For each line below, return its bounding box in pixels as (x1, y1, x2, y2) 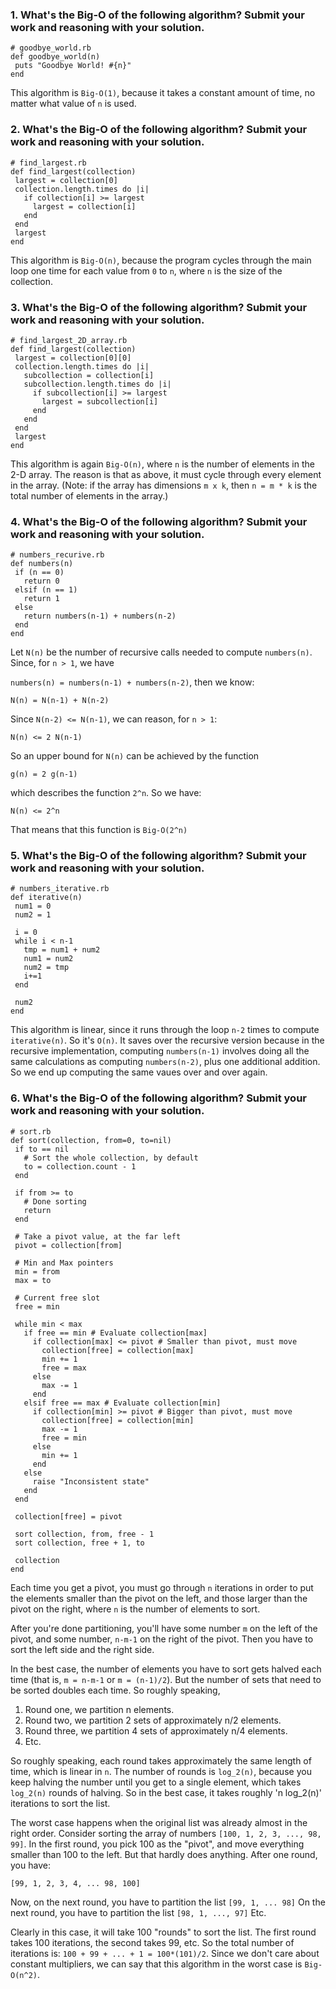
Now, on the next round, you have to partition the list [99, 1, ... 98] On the (10, 1896, 326, 1908)
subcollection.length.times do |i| (23, 379, 172, 389)
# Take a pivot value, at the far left (14, 1231, 182, 1242)
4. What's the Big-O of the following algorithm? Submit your (10, 514, 308, 528)
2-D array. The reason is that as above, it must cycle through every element (10, 468, 322, 480)
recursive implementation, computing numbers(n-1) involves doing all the (10, 1045, 310, 1057)
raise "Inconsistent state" (32, 1476, 150, 1487)
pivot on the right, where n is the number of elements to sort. (10, 1603, 261, 1615)
